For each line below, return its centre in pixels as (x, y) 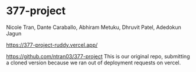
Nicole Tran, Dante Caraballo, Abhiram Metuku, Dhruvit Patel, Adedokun (94, 27)
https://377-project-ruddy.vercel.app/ (52, 45)
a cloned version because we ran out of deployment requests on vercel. (94, 63)
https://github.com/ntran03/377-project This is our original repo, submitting (98, 56)
